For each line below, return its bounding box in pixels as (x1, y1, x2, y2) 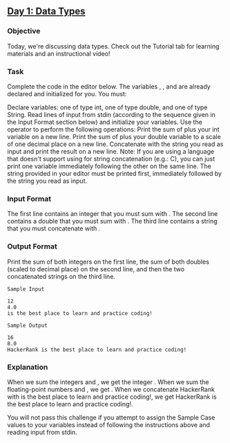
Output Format (7, 242, 57, 251)
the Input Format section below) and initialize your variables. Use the (7, 118, 202, 126)
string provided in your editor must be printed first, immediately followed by (7, 169, 222, 177)
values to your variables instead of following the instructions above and (7, 420, 211, 428)
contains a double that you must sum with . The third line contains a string (7, 217, 218, 226)
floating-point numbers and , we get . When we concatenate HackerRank (7, 385, 215, 393)
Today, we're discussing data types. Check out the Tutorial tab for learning (7, 42, 220, 51)
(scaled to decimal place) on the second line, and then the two (7, 264, 185, 273)
